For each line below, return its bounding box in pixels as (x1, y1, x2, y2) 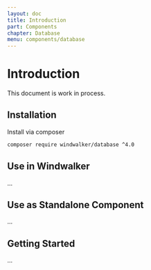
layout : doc (7, 10, 42, 17)
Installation (7, 109, 57, 121)
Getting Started (7, 237, 75, 249)
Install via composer (7, 127, 65, 136)
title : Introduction (7, 17, 67, 24)
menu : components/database (7, 36, 85, 43)
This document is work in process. (7, 89, 106, 97)
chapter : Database (7, 29, 60, 37)
